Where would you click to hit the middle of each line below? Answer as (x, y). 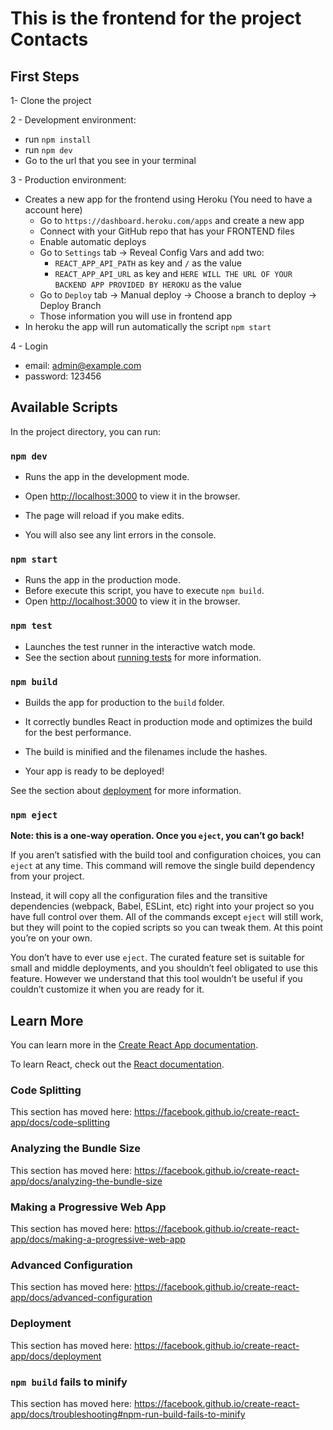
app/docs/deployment (56, 1356)
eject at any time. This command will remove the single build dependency (163, 866)
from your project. (47, 876)
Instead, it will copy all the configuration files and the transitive (139, 896)
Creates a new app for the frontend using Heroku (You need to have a (168, 199)
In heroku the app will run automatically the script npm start (148, 326)
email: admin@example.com (83, 365)
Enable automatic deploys (93, 241)
